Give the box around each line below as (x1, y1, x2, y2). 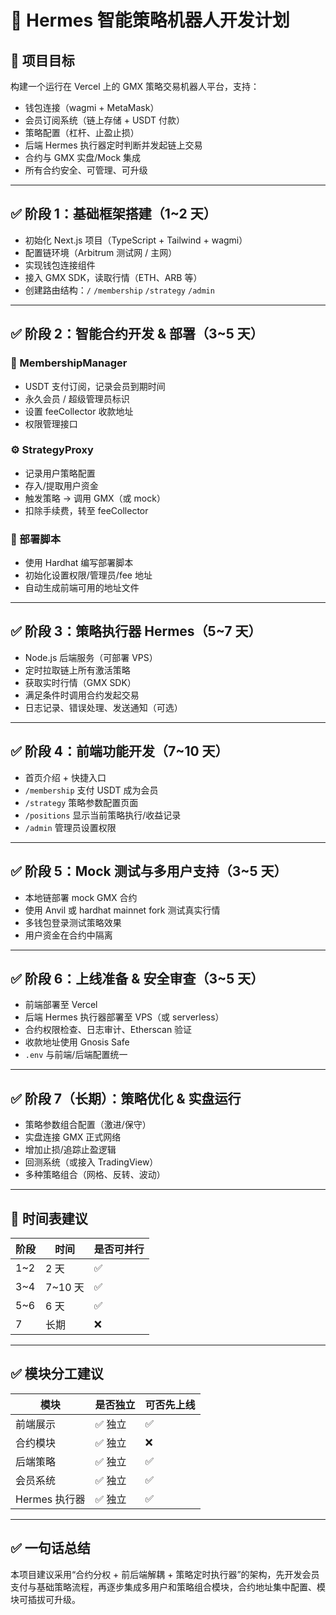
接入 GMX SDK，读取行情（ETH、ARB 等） (24, 271, 203, 283)
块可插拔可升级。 (10, 1593, 81, 1605)
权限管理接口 (24, 417, 78, 430)
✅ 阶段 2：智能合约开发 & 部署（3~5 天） (10, 326, 264, 343)
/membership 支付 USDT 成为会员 (24, 784, 159, 796)
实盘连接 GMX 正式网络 (24, 1131, 122, 1143)
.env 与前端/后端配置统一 (24, 1049, 128, 1061)
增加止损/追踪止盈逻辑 (24, 1144, 117, 1156)
